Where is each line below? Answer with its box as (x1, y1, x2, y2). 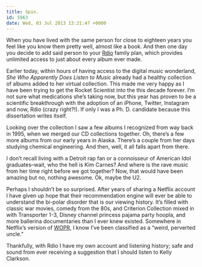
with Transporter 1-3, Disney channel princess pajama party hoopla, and (6, 212, 186, 219)
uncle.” (6, 230, 24, 238)
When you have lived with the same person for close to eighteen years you (6, 37, 192, 44)
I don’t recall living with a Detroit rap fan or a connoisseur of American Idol (6, 155, 191, 162)
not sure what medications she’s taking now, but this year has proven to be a (6, 93, 197, 100)
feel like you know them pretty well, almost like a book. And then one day (6, 43, 188, 50)
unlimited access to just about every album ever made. (6, 55, 142, 63)
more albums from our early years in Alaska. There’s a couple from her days (6, 137, 195, 144)
